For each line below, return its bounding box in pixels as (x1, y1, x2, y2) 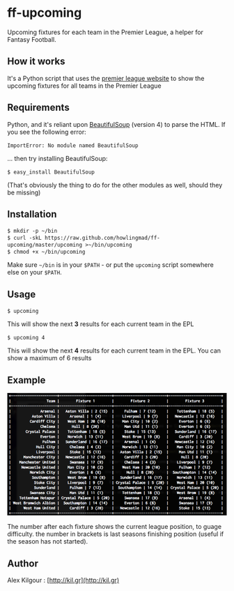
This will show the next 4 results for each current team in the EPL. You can (7, 346, 221, 355)
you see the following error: (7, 128, 86, 136)
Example (7, 374, 46, 386)
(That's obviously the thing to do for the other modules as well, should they (7, 181, 223, 189)
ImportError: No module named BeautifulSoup (7, 141, 139, 149)
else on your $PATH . (7, 268, 62, 277)
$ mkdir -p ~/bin (7, 228, 58, 235)
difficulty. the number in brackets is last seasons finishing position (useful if (7, 530, 224, 538)
